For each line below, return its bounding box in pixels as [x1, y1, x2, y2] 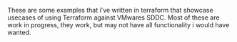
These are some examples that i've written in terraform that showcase [7, 6, 213, 14]
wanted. [7, 28, 31, 36]
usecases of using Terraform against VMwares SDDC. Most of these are [7, 13, 220, 22]
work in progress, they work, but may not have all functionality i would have [7, 21, 230, 29]
